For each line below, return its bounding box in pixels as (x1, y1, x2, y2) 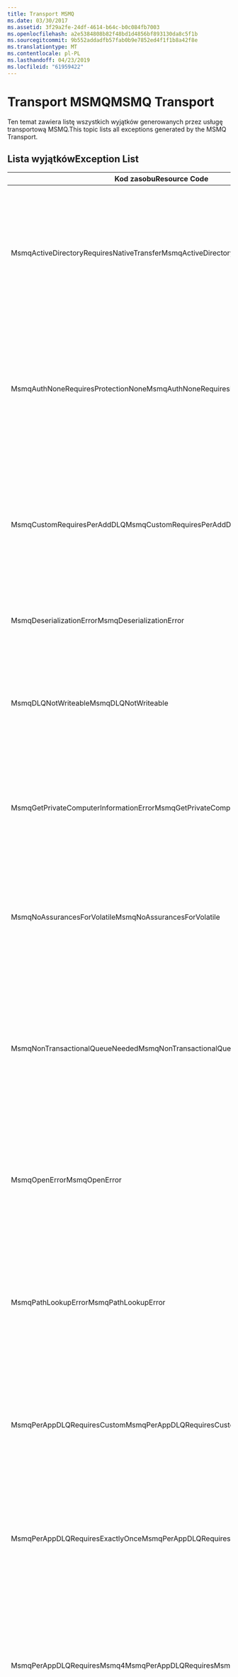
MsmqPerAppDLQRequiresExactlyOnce (11, 1534, 142, 1543)
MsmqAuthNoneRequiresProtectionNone (11, 384, 147, 394)
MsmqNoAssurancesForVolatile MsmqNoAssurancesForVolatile (11, 912, 221, 922)
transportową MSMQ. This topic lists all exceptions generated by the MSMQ (7, 125, 227, 134)
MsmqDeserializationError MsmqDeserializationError (11, 616, 185, 626)
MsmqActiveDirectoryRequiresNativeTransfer (11, 248, 162, 258)
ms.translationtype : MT (7, 43, 78, 50)
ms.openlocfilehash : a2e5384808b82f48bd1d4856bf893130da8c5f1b (7, 30, 198, 38)
